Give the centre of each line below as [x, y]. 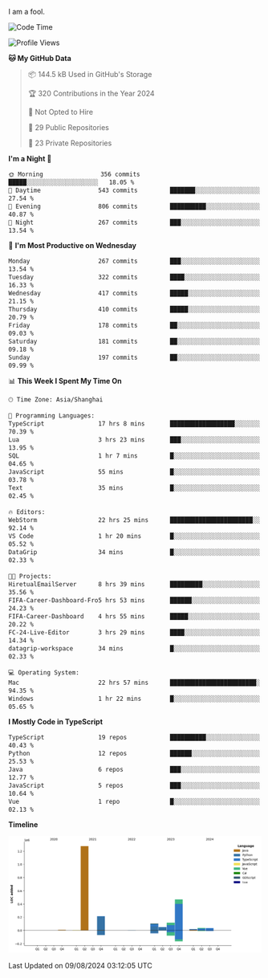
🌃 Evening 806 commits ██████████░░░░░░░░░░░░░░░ [134, 206]
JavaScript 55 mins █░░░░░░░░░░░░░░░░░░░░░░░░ [134, 472]
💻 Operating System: [44, 673]
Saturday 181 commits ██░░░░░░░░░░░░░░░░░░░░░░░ [134, 341]
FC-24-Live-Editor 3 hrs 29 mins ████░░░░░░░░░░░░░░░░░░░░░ [134, 633]
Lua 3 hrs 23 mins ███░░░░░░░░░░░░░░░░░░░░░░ [134, 440]
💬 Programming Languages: [51, 416]
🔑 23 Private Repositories [70, 143]
